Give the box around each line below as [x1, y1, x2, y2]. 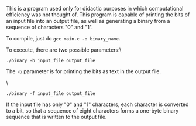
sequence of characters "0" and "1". [6, 23, 93, 30]
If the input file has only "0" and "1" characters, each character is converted [6, 101, 189, 108]
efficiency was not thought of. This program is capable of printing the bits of [6, 11, 190, 18]
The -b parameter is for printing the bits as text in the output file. [6, 68, 161, 75]
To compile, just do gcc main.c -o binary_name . [6, 35, 121, 42]
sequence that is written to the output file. [6, 114, 107, 120]
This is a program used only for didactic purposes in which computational [6, 5, 184, 12]
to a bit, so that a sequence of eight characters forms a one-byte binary [6, 107, 179, 114]
